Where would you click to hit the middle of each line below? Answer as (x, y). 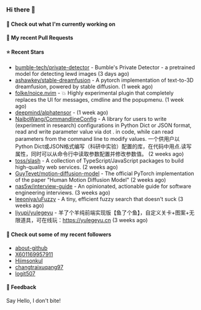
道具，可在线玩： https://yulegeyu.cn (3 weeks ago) (84, 220)
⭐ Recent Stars (25, 52)
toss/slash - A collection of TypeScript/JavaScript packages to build (99, 161)
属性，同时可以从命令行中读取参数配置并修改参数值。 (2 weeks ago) (99, 154)
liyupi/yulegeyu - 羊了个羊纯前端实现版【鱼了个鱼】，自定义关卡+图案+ (102, 212)
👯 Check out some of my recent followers (59, 234)
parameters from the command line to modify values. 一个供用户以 (97, 139)
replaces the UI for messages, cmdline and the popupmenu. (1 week (99, 100)
